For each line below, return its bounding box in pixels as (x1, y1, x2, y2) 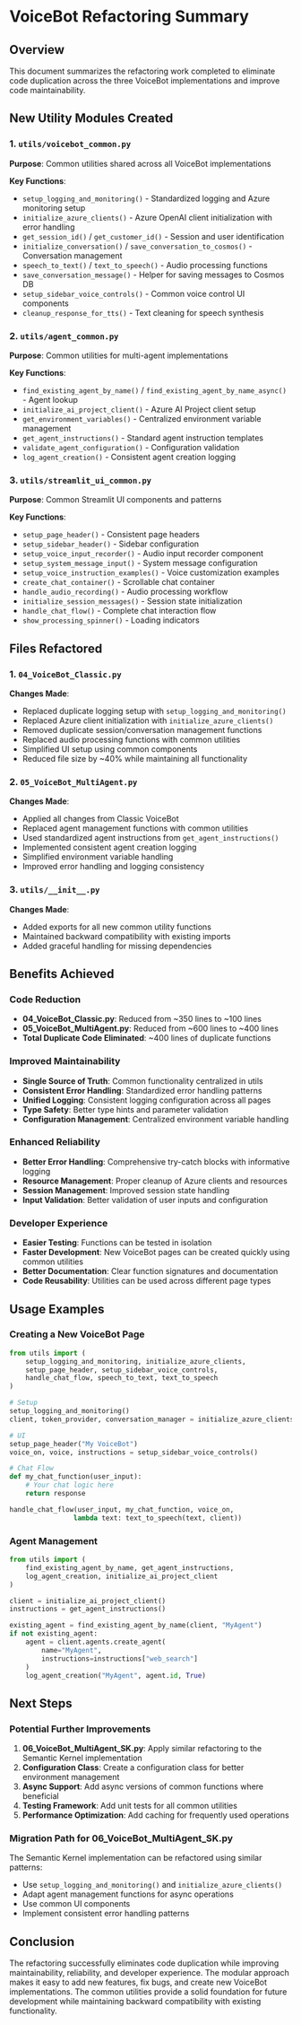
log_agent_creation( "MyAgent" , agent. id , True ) (25, 1671, 206, 1680)
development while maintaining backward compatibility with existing (9, 1996, 262, 2007)
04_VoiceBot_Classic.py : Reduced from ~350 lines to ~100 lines (21, 1014, 262, 1025)
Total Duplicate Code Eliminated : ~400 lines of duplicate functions (21, 1033, 271, 1043)
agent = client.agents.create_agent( (25, 1637, 167, 1646)
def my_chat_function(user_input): (9, 1472, 142, 1481)
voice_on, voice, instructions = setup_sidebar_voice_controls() (9, 1447, 258, 1457)
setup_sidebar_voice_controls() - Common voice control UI (21, 288, 245, 299)
